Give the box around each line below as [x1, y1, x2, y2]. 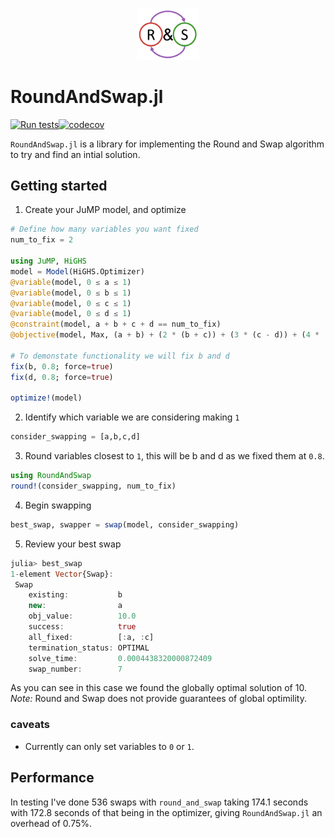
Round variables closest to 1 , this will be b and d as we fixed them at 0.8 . [24, 450, 325, 462]
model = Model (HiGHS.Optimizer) [10, 266, 145, 277]
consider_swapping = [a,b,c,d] [10, 432, 141, 442]
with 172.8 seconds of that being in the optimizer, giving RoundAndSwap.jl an [10, 806, 323, 818]
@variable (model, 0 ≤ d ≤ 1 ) [10, 309, 132, 319]
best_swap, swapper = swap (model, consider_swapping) [10, 519, 240, 530]
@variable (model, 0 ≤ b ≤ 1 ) [10, 288, 132, 298]
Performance [10, 769, 95, 787]
